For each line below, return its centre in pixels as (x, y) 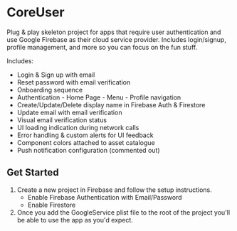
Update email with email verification (69, 112)
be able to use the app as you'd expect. (75, 220)
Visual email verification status (62, 120)
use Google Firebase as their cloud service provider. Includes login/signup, (117, 39)
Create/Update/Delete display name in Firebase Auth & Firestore (111, 104)
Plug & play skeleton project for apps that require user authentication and (114, 32)
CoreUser (36, 12)
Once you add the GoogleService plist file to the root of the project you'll (123, 212)
